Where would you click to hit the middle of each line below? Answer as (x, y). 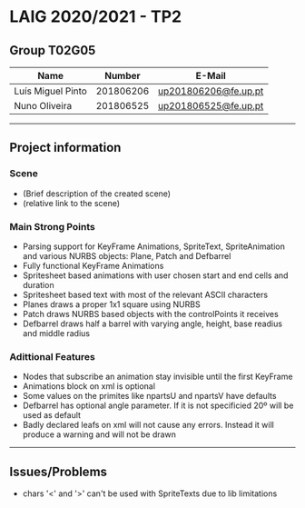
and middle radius (56, 333)
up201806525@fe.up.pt (211, 106)
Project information (65, 148)
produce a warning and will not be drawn (99, 434)
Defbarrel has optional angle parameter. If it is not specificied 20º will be (158, 405)
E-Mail (211, 76)
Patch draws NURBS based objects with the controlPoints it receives (150, 314)
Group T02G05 (53, 50)
